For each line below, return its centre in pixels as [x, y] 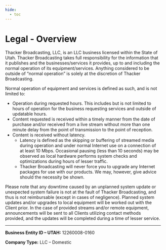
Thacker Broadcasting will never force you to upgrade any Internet [87, 167]
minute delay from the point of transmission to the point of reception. [83, 130]
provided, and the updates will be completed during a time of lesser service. [83, 218]
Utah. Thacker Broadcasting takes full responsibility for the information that [82, 58]
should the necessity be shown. [52, 177]
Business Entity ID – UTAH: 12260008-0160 [50, 233]
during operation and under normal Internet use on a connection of [88, 146]
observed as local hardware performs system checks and [78, 156]
